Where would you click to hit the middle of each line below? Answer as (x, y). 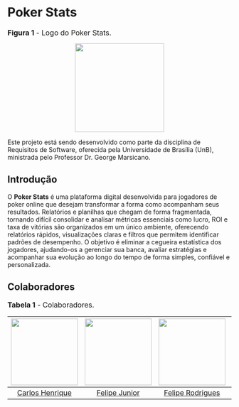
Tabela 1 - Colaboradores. (51, 305)
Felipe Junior (118, 393)
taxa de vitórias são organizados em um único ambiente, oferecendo (108, 227)
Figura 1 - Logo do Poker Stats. (59, 33)
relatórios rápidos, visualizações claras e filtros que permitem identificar (113, 234)
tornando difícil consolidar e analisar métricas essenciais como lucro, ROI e (118, 219)
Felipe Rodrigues (192, 393)
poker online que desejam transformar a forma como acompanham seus (113, 204)
